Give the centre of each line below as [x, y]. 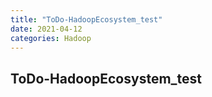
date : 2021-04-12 [46, 29]
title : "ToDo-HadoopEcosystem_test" [86, 19]
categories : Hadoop [51, 38]
